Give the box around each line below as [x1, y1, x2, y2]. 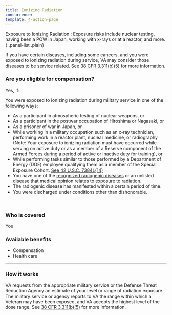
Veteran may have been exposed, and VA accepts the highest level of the [5, 298, 160, 305]
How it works [5, 270, 39, 278]
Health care [12, 253, 37, 259]
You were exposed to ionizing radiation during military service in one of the [5, 97, 164, 103]
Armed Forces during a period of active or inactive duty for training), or [12, 151, 163, 157]
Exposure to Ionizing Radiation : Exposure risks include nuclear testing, [5, 31, 155, 37]
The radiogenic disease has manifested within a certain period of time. [12, 183, 162, 190]
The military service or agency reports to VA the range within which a [5, 293, 152, 299]
